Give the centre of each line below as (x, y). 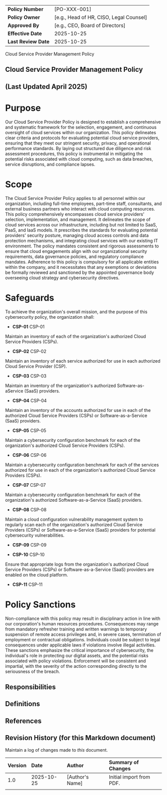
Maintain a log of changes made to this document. (57, 750)
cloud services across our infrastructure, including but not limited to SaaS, (81, 224)
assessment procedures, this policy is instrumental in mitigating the (74, 154)
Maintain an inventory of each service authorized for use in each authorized (83, 361)
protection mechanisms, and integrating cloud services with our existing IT (82, 240)
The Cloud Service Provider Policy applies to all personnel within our (75, 198)
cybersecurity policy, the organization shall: (50, 317)
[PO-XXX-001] (73, 9)
